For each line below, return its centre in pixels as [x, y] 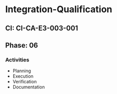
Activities [17, 59]
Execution [23, 76]
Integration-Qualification [59, 9]
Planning [22, 71]
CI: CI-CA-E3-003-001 [42, 28]
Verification [25, 82]
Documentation [29, 87]
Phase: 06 [22, 45]
